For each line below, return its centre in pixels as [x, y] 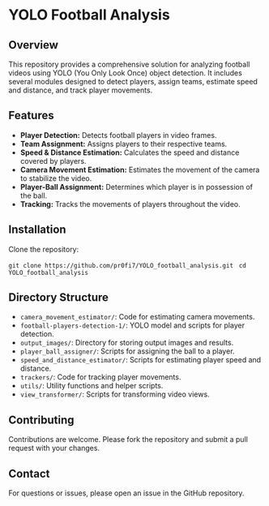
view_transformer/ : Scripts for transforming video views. [115, 394]
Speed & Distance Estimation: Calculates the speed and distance [130, 152]
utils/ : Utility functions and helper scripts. [92, 386]
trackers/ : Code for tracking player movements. [100, 377]
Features [31, 116]
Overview [34, 45]
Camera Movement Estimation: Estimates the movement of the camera [140, 169]
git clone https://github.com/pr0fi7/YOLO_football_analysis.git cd [128, 265]
